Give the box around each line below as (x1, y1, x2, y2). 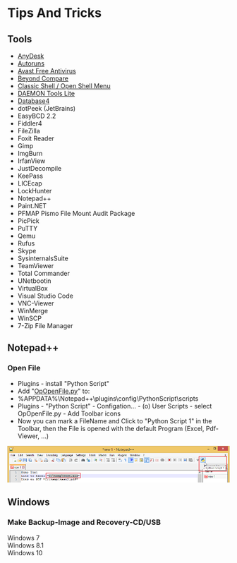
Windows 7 (7, 533, 40, 542)
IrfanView (17, 157, 46, 165)
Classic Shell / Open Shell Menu (17, 82, 111, 90)
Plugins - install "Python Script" (17, 379, 110, 387)
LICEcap (17, 179, 42, 188)
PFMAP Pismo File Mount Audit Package (17, 210, 135, 217)
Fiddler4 (17, 119, 42, 128)
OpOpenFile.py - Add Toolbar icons (17, 409, 121, 418)
